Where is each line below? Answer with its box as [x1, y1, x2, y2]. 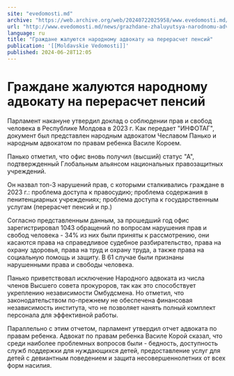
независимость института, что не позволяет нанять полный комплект [7, 303, 216, 311]
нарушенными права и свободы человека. [7, 260, 134, 268]
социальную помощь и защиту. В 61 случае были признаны [7, 253, 185, 261]
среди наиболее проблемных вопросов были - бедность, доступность [7, 338, 218, 348]
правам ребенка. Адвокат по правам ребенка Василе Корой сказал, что [7, 332, 223, 340]
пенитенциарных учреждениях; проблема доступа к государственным [7, 195, 219, 204]
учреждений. [7, 167, 47, 175]
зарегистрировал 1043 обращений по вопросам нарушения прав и [7, 223, 208, 231]
